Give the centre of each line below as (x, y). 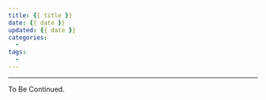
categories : (28, 37)
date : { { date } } (37, 23)
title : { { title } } (40, 15)
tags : (17, 52)
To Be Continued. (36, 89)
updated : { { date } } (42, 30)
